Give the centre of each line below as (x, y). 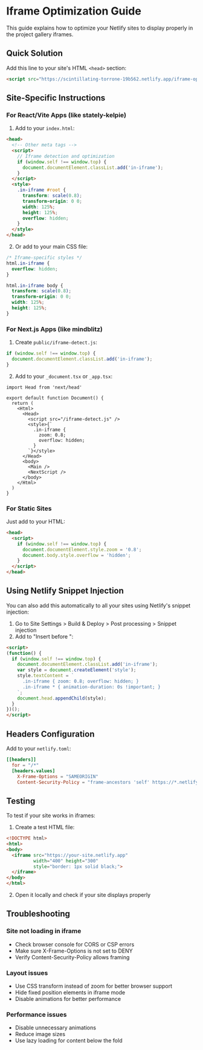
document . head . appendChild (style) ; (62, 698)
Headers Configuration (50, 734)
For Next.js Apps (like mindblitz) (54, 329)
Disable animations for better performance (68, 999)
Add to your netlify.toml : (39, 749)
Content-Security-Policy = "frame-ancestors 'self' (83, 782)
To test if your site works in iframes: (51, 816)
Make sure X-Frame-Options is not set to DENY (74, 951)
